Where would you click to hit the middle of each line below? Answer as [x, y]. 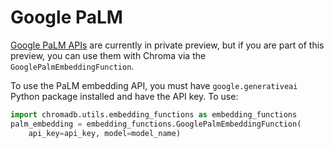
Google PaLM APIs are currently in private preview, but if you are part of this [167, 45]
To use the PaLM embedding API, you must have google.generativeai [154, 85]
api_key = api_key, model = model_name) [105, 133]
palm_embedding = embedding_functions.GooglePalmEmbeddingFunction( [156, 124]
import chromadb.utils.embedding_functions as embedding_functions [154, 114]
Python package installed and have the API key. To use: [124, 96]
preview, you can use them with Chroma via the [108, 55]
